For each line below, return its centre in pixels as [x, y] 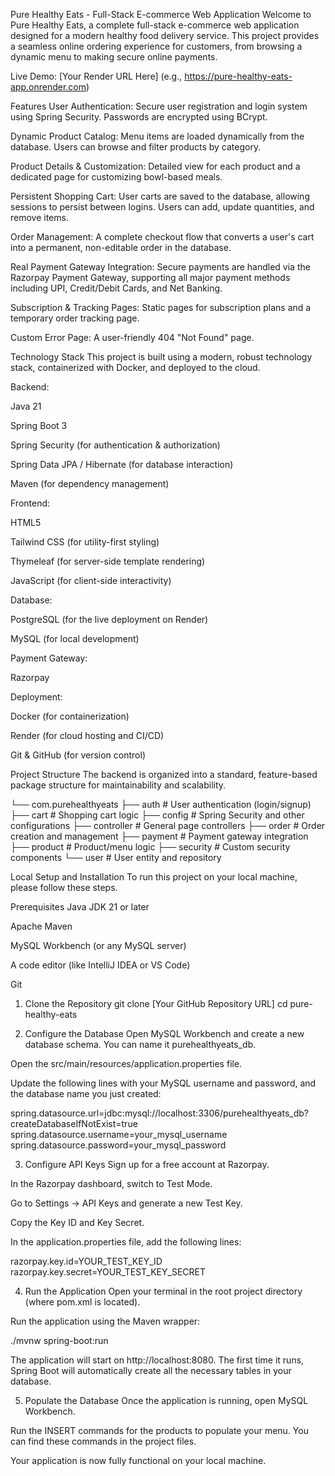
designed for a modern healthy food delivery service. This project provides [165, 35]
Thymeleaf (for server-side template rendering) [108, 561]
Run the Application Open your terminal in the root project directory [163, 1291]
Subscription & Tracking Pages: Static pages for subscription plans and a [161, 307]
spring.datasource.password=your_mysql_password [118, 1145]
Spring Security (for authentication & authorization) [115, 445]
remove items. [39, 217]
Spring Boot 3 [39, 425]
